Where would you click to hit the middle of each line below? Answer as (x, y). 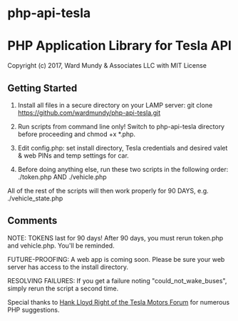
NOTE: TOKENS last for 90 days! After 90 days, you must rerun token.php (115, 238)
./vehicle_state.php (35, 198)
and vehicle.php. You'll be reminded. (61, 245)
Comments (32, 221)
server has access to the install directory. (68, 267)
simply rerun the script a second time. (63, 288)
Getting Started (42, 88)
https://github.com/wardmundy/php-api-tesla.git (89, 113)
